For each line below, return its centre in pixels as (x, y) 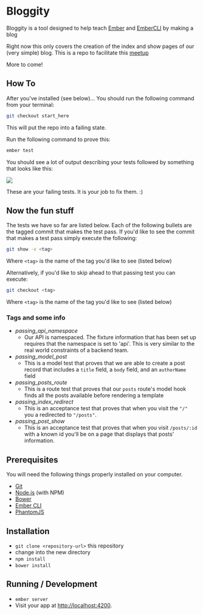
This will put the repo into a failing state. (56, 127)
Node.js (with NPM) (40, 493)
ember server (32, 599)
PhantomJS (29, 512)
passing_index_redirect (44, 402)
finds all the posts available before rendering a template (94, 396)
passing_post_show (40, 421)
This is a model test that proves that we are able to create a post (105, 363)
